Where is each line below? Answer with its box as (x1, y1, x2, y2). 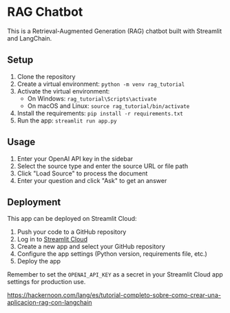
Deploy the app (17, 257, 61, 266)
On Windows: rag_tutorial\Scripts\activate (27, 94, 157, 102)
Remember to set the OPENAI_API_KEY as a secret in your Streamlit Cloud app (7, 270, 224, 279)
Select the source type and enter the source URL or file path (17, 162, 188, 170)
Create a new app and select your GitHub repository (17, 242, 165, 251)
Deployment (7, 196, 61, 208)
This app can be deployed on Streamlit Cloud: (7, 215, 137, 223)
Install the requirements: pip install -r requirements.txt (17, 109, 184, 117)
